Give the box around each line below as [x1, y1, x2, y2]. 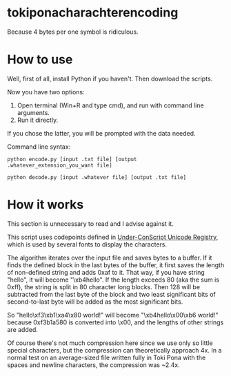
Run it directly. [17, 116, 59, 124]
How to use [7, 52, 73, 67]
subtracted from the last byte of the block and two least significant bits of [7, 290, 216, 298]
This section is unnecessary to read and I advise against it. [7, 219, 174, 228]
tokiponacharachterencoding [7, 5, 179, 21]
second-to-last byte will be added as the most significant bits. [7, 297, 183, 306]
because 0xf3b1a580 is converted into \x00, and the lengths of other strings [7, 318, 224, 326]
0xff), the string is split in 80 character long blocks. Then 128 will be [7, 282, 201, 291]
